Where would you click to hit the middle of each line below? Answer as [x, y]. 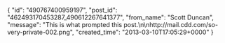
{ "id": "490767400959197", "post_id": [62, 10]
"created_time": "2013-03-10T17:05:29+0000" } [145, 32]
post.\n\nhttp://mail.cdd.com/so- [171, 25]
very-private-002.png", [41, 32]
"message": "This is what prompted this [65, 25]
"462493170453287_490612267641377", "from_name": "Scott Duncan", [110, 17]
